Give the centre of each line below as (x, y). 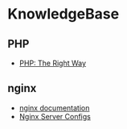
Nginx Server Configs (55, 116)
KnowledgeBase (63, 14)
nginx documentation (54, 108)
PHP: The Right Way (52, 63)
